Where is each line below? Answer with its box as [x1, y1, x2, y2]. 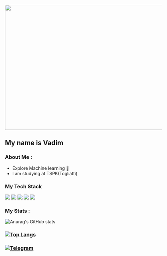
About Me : [5, 154, 32, 161]
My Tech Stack [5, 183, 42, 190]
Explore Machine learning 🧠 [12, 165, 69, 171]
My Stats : [5, 207, 30, 214]
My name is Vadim [5, 139, 64, 147]
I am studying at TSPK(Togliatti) [12, 170, 78, 176]
